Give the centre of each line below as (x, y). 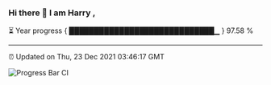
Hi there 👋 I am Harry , (52, 13)
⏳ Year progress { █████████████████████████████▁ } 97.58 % (131, 30)
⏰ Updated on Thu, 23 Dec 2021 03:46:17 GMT (87, 57)
